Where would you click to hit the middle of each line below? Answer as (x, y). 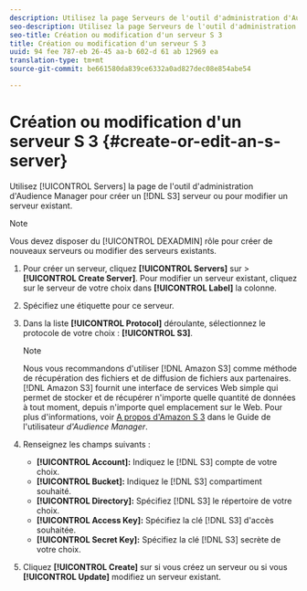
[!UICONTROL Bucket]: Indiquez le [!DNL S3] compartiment (149, 481)
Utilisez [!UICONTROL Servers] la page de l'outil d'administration (132, 186)
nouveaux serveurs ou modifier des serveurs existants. (113, 250)
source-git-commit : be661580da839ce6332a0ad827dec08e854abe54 (130, 69)
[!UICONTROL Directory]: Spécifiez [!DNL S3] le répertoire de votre (164, 501)
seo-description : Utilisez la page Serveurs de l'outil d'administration (153, 26)
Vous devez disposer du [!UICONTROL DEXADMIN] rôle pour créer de (141, 241)
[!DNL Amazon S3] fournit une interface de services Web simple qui (150, 387)
